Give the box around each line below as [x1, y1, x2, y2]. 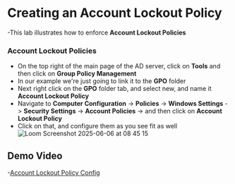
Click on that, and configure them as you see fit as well [17, 122, 178, 130]
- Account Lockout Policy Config [7, 168, 100, 177]
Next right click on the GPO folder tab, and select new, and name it [17, 85, 212, 93]
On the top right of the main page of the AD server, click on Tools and [17, 62, 221, 70]
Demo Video [7, 149, 63, 161]
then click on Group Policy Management [17, 69, 137, 78]
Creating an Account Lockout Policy [7, 5, 222, 21]
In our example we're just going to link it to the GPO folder [17, 77, 186, 85]
